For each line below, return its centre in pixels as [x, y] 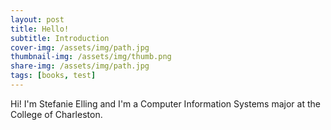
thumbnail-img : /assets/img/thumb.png [91, 57]
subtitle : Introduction [60, 38]
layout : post [37, 19]
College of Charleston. [56, 114]
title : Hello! [40, 29]
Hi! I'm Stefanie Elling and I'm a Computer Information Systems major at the [165, 103]
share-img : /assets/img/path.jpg [80, 66]
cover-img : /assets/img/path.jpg [80, 47]
